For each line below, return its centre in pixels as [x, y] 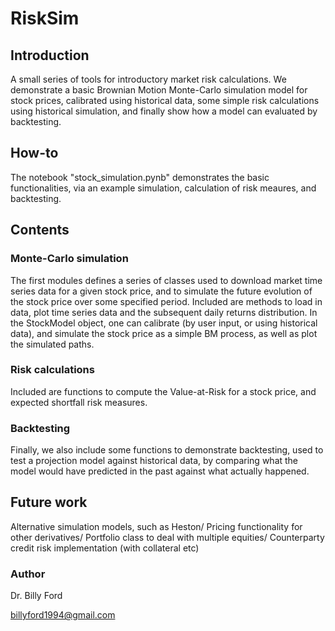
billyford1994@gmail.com [63, 615]
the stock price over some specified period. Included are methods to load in [166, 301]
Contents [40, 230]
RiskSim [45, 18]
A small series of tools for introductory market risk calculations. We [148, 79]
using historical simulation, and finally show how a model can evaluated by [164, 111]
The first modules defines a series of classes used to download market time [166, 280]
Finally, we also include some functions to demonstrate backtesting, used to [167, 450]
